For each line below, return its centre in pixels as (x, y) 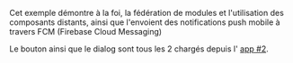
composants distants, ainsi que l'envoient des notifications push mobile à (145, 22)
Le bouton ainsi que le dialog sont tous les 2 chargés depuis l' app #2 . (139, 49)
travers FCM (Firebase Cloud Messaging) (86, 31)
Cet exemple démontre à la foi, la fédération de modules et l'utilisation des (147, 13)
